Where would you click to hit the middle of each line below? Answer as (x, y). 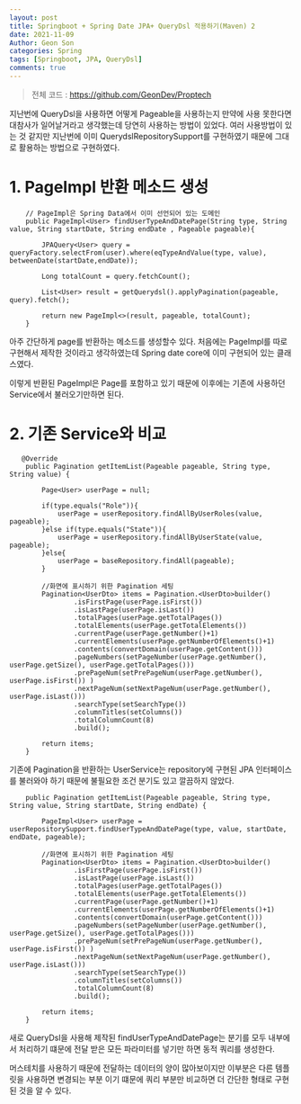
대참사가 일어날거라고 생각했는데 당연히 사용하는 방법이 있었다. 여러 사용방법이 (146, 125)
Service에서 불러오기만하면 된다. (66, 394)
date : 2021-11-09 (42, 34)
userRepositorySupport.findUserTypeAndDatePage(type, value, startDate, (148, 829)
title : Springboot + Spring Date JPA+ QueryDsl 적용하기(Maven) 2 (133, 26)
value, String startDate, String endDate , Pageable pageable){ (132, 229)
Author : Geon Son (42, 43)
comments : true (38, 68)
